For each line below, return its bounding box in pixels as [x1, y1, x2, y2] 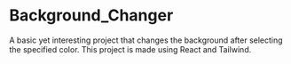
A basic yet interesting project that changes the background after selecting [9, 35, 283, 45]
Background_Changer [9, 5, 174, 26]
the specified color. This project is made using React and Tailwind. [9, 44, 252, 54]
